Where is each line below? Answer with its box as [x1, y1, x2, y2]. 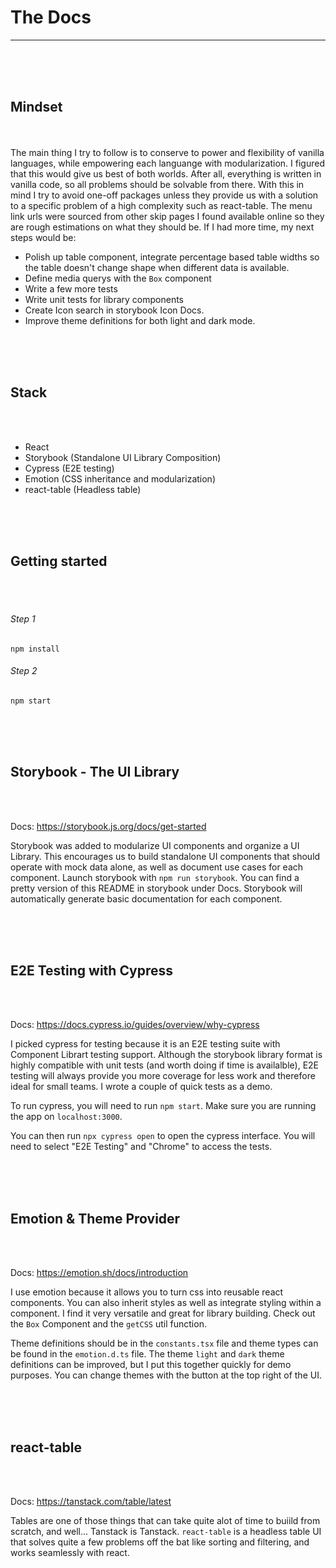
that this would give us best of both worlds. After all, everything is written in [10, 167, 322, 180]
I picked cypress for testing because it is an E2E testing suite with [10, 1038, 281, 1050]
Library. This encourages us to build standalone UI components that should [10, 850, 321, 862]
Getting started [10, 552, 108, 570]
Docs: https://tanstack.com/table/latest [10, 1496, 172, 1508]
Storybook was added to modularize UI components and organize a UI [10, 839, 300, 851]
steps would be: [10, 231, 77, 243]
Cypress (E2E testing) [24, 462, 115, 474]
